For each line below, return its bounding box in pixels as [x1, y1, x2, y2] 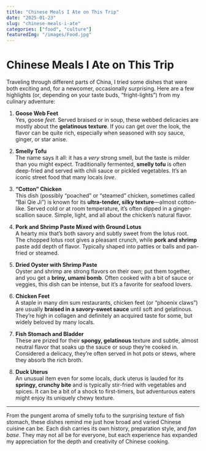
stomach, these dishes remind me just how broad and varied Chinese [6, 419, 181, 426]
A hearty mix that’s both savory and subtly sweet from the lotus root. [15, 230, 189, 237]
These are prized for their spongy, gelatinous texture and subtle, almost [15, 337, 199, 345]
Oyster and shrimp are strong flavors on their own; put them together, [15, 267, 191, 275]
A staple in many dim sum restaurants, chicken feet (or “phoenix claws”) [15, 299, 198, 307]
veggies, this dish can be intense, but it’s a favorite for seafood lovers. [15, 281, 193, 288]
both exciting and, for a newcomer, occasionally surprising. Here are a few [6, 85, 194, 92]
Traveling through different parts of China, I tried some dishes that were [6, 78, 188, 86]
